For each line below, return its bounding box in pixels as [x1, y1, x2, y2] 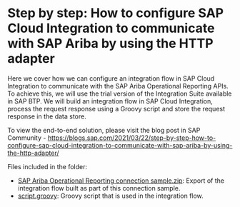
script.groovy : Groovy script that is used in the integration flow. [17, 191, 204, 200]
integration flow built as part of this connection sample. [17, 183, 181, 192]
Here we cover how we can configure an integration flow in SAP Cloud [7, 74, 215, 83]
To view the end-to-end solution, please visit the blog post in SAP [7, 126, 201, 134]
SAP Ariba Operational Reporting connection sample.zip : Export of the [17, 176, 225, 185]
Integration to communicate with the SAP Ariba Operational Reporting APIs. [7, 81, 229, 90]
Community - [7, 133, 46, 142]
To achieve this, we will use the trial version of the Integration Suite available [7, 89, 232, 98]
